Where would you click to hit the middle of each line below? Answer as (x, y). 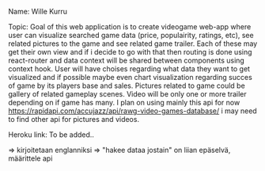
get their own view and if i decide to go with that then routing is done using (130, 52)
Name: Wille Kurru (38, 11)
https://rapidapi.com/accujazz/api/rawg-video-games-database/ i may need (132, 111)
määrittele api (30, 158)
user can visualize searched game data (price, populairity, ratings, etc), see (131, 35)
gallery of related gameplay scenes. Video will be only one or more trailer (127, 94)
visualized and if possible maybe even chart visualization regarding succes (131, 77)
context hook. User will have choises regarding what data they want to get (129, 69)
